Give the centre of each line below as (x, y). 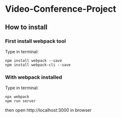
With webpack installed (34, 77)
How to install (26, 27)
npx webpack (17, 97)
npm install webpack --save (34, 60)
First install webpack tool (35, 41)
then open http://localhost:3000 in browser (48, 110)
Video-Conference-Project (60, 9)
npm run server (20, 101)
